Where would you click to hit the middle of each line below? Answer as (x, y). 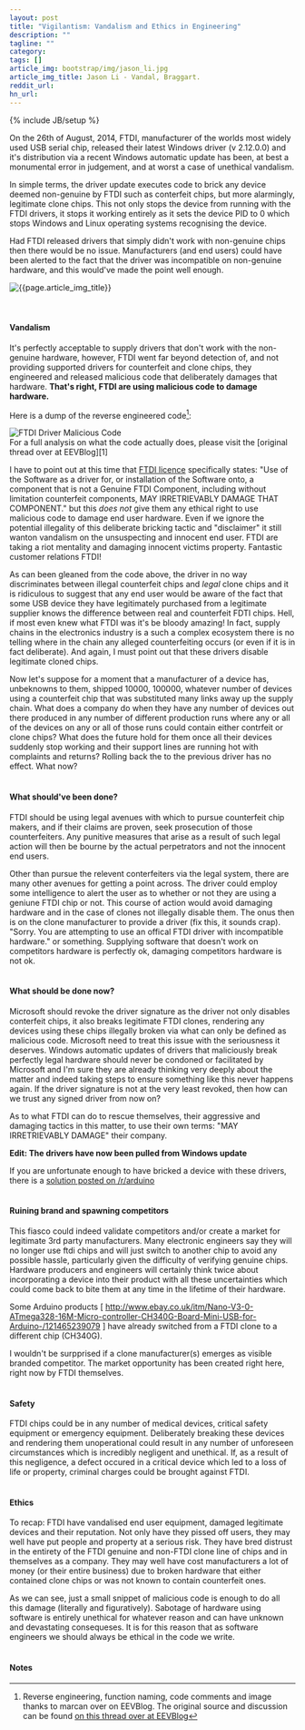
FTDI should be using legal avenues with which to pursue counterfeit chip (147, 817)
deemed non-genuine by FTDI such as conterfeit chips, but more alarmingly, (152, 194)
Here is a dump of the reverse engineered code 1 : (101, 414)
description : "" (40, 35)
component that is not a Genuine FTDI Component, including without (138, 489)
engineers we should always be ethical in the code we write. (122, 1637)
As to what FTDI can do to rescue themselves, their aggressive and (135, 1115)
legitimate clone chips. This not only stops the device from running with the (150, 204)
